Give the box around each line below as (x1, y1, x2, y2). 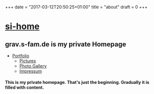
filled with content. (5, 84, 44, 90)
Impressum (19, 68, 42, 74)
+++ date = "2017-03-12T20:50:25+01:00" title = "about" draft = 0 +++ (5, 4, 148, 10)
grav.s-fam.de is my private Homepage (5, 40, 126, 48)
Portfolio (12, 53, 30, 58)
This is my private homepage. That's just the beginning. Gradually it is (5, 79, 150, 85)
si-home (5, 21, 40, 32)
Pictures (19, 58, 36, 64)
